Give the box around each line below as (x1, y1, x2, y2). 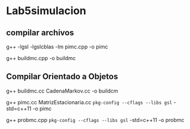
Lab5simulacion (6, 4, 86, 18)
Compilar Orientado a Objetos (6, 72, 118, 82)
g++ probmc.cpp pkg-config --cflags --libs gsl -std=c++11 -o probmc (6, 116, 185, 123)
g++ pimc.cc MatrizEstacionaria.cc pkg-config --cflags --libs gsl (6, 98, 173, 105)
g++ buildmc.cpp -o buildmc (6, 55, 76, 61)
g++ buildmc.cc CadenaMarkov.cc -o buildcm (6, 87, 118, 94)
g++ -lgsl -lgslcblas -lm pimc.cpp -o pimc (6, 43, 108, 50)
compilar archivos (6, 28, 74, 38)
